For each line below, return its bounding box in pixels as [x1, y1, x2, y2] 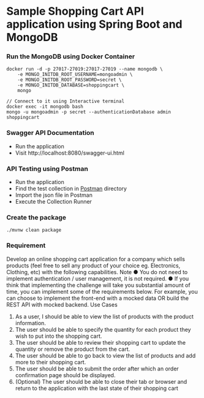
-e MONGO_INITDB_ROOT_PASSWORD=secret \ [17, 77, 122, 83]
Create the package [6, 213, 66, 221]
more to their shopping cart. [15, 358, 86, 365]
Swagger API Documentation [6, 129, 95, 137]
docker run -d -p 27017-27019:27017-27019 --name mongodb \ [6, 66, 164, 72]
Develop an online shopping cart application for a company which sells [6, 255, 186, 262]
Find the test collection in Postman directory [15, 185, 127, 193]
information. [15, 319, 46, 326]
